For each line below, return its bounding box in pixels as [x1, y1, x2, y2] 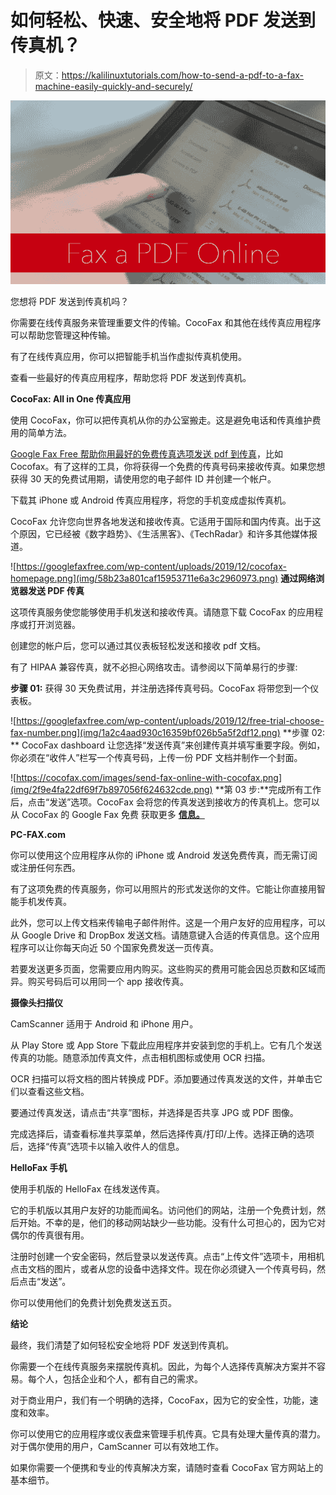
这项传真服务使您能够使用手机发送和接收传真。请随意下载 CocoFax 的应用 [10, 606, 315, 618]
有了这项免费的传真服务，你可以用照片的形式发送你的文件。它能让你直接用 [10, 883, 317, 895]
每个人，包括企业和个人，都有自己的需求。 [27, 1373, 203, 1385]
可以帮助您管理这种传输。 [10, 329, 116, 341]
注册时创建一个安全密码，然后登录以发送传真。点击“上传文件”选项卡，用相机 [10, 1251, 325, 1263]
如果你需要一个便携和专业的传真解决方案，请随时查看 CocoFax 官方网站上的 [10, 1462, 324, 1474]
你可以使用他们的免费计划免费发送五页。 [10, 1297, 177, 1309]
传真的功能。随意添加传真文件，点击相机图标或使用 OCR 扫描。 [10, 1052, 271, 1064]
